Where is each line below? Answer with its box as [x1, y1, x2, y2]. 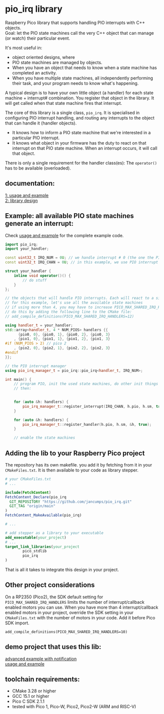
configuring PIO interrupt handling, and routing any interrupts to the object [5, 115, 155, 121]
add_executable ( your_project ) [5, 535, 67, 540]
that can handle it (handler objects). [5, 120, 77, 126]
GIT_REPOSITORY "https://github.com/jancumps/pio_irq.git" [9, 499, 132, 504]
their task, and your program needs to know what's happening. [12, 80, 139, 86]
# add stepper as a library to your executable [5, 530, 104, 535]
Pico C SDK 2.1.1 [12, 698, 45, 704]
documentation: [5, 179, 55, 188]
